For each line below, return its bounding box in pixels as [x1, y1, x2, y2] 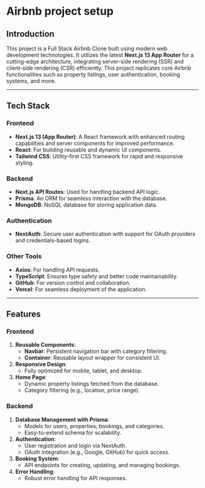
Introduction [6, 29, 55, 39]
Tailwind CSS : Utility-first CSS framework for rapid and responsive [15, 152, 183, 160]
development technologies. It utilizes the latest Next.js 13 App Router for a [6, 51, 194, 59]
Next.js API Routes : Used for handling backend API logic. [15, 188, 160, 195]
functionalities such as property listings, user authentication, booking [6, 71, 181, 78]
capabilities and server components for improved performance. [15, 139, 175, 147]
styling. [15, 159, 34, 166]
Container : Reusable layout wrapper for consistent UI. [24, 354, 160, 361]
